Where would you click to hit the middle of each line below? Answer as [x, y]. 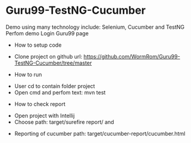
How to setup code [38, 45]
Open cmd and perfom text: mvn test [60, 92]
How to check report [40, 104]
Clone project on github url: [48, 56]
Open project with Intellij [44, 115]
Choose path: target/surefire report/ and [64, 122]
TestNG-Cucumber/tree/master [53, 63]
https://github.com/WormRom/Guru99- [132, 56]
